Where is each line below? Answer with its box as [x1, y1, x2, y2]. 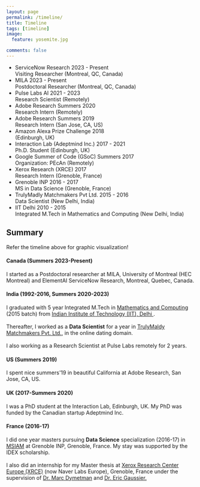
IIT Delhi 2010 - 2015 [14, 204, 66, 211]
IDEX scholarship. [6, 449, 50, 456]
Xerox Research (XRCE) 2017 [14, 165, 87, 173]
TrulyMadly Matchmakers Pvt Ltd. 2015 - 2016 [14, 191, 129, 198]
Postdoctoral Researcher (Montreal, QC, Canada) [14, 83, 137, 90]
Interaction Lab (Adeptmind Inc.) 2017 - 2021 [14, 140, 126, 147]
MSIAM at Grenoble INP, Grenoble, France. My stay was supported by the [6, 442, 188, 449]
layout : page [6, 8, 39, 15]
